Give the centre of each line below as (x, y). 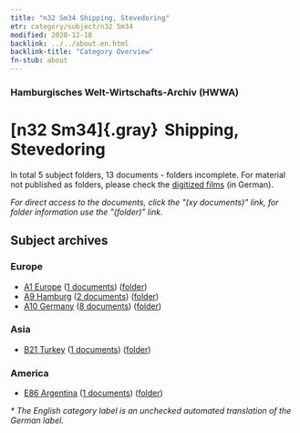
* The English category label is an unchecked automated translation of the (151, 411)
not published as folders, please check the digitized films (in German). (142, 185)
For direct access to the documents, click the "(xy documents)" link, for (145, 202)
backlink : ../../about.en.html (70, 43)
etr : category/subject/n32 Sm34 (72, 26)
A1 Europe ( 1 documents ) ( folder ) (85, 286)
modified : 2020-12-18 (52, 35)
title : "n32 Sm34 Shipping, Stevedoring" (90, 18)
